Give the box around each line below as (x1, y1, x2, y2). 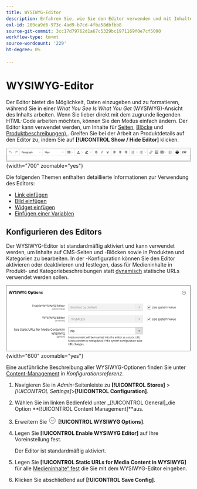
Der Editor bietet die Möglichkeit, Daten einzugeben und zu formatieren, (6, 98, 180, 105)
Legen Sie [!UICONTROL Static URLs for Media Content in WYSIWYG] (14, 459, 186, 466)
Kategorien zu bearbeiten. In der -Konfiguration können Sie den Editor (6, 255, 175, 262)
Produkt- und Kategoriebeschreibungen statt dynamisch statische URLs (6, 268, 180, 275)
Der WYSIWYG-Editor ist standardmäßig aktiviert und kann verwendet (6, 242, 175, 250)
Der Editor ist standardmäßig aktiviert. (14, 447, 107, 454)
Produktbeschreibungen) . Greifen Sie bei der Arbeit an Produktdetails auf (6, 129, 185, 137)
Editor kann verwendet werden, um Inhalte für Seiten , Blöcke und (6, 124, 164, 131)
